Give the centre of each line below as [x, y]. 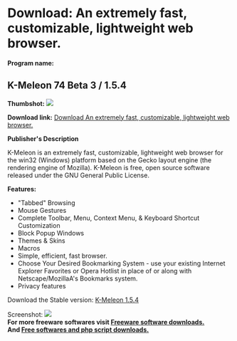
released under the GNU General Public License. [78, 175]
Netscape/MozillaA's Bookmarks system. [78, 278]
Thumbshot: [26, 103]
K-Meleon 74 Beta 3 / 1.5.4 [67, 86]
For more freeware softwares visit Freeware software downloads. [106, 322]
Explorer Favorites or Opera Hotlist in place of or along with [105, 271]
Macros [29, 248]
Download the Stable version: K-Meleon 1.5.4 [73, 300]
